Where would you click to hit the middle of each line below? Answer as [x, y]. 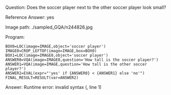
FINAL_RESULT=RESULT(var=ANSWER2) [42, 78]
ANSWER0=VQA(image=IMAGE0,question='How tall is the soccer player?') [82, 60]
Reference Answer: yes [30, 17]
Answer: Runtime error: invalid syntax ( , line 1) [54, 87]
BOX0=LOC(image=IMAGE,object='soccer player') [56, 46]
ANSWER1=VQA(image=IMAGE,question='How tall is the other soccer [76, 64]
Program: [15, 37]
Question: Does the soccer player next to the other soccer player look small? [86, 7]
